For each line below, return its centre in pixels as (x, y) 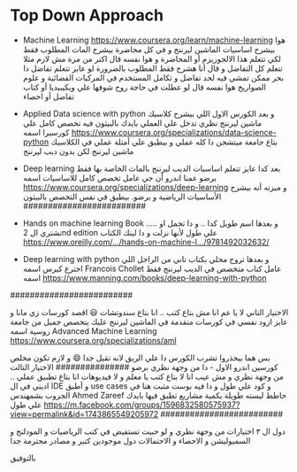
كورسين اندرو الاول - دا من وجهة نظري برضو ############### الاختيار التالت (144, 367)
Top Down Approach (87, 15)
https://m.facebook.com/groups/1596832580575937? (142, 405)
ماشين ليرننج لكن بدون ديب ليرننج (78, 151)
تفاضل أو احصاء (48, 96)
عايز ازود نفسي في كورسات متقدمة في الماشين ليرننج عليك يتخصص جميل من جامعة (149, 321)
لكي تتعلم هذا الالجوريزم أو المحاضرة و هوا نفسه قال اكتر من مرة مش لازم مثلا (152, 58)
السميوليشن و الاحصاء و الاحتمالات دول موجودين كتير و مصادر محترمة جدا (130, 440)
